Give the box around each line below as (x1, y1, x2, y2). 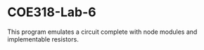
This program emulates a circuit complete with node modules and (7, 27, 198, 36)
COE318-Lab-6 (7, 4, 96, 20)
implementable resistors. (7, 35, 79, 43)
